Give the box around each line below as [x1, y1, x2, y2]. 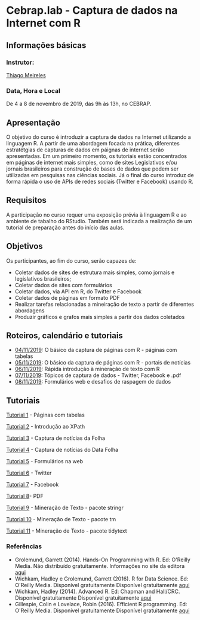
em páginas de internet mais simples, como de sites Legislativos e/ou [6, 159, 177, 166]
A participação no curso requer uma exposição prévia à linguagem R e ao [6, 211, 187, 218]
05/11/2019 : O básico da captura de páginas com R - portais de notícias [14, 359, 191, 366]
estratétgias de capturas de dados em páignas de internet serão [6, 146, 164, 153]
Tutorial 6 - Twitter [6, 469, 52, 476]
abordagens [14, 306, 45, 314]
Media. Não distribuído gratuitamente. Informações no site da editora [14, 562, 185, 569]
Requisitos [6, 195, 47, 205]
